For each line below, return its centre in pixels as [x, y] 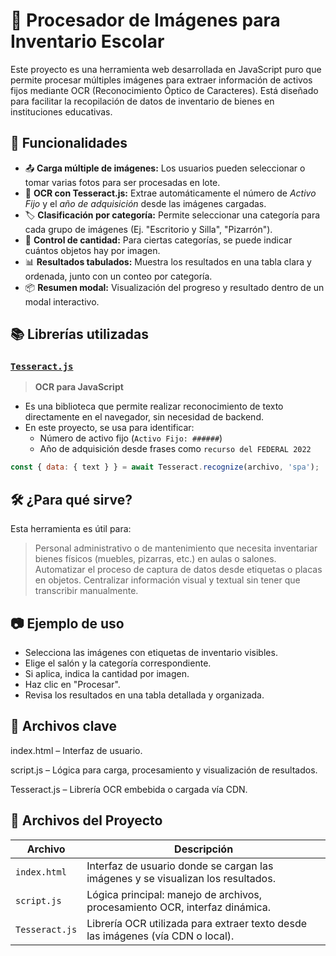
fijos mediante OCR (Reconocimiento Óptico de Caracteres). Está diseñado [164, 90]
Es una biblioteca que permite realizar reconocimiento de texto [154, 406]
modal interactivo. [62, 301]
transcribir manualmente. [86, 591]
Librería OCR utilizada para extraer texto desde [196, 923]
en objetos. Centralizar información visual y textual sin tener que [167, 580]
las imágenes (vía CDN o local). [160, 936]
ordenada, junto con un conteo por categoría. [118, 276]
